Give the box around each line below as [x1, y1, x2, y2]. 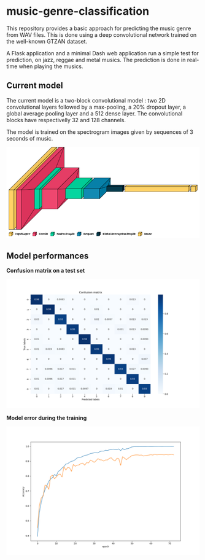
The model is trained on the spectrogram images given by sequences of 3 [6, 128, 193, 136]
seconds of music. [6, 134, 53, 142]
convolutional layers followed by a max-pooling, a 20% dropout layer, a [6, 103, 186, 111]
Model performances [6, 251, 89, 261]
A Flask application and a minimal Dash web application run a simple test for [6, 49, 199, 56]
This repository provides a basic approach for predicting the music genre [6, 25, 191, 32]
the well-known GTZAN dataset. [6, 37, 88, 45]
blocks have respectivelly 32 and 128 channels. [6, 116, 126, 123]
